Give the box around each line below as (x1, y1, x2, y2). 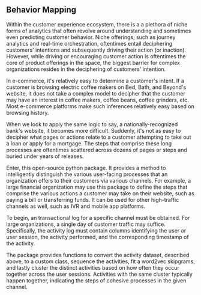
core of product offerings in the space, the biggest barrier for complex (6, 59, 180, 66)
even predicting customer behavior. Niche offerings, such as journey (6, 33, 176, 41)
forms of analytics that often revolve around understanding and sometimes (6, 27, 191, 34)
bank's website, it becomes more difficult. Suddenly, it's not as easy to (6, 127, 181, 134)
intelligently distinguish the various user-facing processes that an (6, 171, 168, 178)
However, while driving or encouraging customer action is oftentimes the (6, 52, 186, 59)
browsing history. (6, 109, 49, 116)
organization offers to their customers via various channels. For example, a (6, 177, 191, 184)
